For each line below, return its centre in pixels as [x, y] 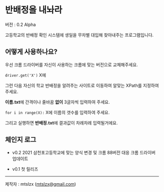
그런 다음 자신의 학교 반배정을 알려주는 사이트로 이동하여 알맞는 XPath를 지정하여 [82, 85]
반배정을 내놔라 [34, 10]
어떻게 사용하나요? [31, 52]
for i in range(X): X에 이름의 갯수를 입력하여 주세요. [57, 112]
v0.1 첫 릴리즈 [25, 169]
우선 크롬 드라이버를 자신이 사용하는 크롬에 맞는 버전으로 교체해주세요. [72, 65]
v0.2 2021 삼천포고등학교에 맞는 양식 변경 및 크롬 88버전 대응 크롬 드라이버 [84, 152]
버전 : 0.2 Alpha [20, 24]
